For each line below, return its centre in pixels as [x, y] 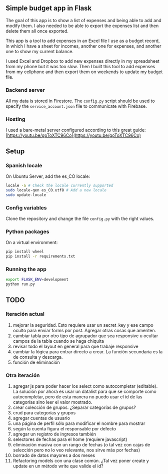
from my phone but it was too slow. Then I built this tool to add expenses [80, 66]
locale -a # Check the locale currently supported [59, 186]
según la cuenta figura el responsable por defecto [64, 429]
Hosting [15, 119]
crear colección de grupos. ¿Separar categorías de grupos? [74, 407]
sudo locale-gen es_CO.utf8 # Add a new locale [56, 190]
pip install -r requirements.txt [40, 257]
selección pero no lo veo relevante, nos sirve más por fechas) [76, 450]
